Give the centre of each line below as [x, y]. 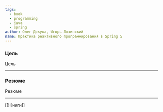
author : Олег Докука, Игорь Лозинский [44, 32]
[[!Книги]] [15, 105]
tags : [10, 9]
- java [16, 23]
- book [16, 14]
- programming [24, 18]
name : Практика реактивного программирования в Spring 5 [64, 37]
